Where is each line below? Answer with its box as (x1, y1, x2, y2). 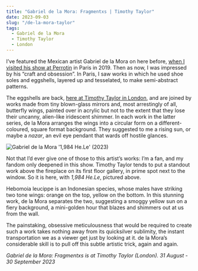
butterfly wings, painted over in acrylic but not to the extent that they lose (6, 107, 185, 114)
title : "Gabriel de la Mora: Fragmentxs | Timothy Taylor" (6, 8, 155, 15)
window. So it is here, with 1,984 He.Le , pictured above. (6, 174, 141, 181)
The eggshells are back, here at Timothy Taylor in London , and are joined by (6, 94, 192, 101)
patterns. (6, 83, 28, 90)
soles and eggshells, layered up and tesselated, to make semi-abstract (6, 76, 178, 83)
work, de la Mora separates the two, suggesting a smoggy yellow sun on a (6, 197, 187, 204)
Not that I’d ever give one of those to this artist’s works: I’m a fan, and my (6, 155, 184, 162)
